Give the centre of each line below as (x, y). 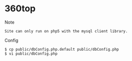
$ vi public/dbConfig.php (31, 54)
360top (20, 9)
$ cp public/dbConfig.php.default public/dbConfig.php (62, 49)
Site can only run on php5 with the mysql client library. (66, 31)
